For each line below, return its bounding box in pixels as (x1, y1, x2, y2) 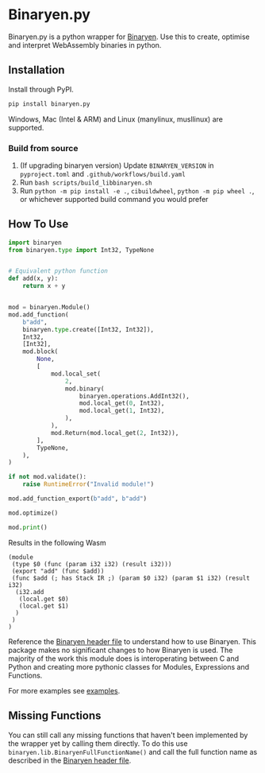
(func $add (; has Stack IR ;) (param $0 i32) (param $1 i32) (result (11, 574, 250, 582)
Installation (8, 64, 65, 77)
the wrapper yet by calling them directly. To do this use (8, 738, 188, 748)
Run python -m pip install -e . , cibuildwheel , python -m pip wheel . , (19, 185, 255, 196)
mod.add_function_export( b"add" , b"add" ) (8, 495, 148, 503)
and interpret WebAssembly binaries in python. (8, 40, 162, 49)
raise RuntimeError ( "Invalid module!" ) (22, 480, 155, 488)
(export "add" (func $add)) (11, 567, 105, 575)
